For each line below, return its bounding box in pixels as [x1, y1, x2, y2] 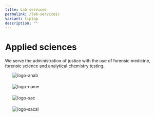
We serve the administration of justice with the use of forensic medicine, [5, 58, 151, 64]
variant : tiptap [5, 16, 38, 21]
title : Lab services [5, 7, 47, 12]
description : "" [5, 20, 38, 26]
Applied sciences [5, 42, 77, 53]
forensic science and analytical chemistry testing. [5, 63, 105, 69]
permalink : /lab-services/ [5, 12, 60, 17]
